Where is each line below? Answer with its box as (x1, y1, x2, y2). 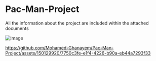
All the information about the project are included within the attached (5, 20, 149, 26)
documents (5, 25, 29, 31)
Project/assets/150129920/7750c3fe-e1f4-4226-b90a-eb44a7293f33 (5, 50, 151, 56)
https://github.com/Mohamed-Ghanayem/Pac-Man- (5, 44, 114, 50)
